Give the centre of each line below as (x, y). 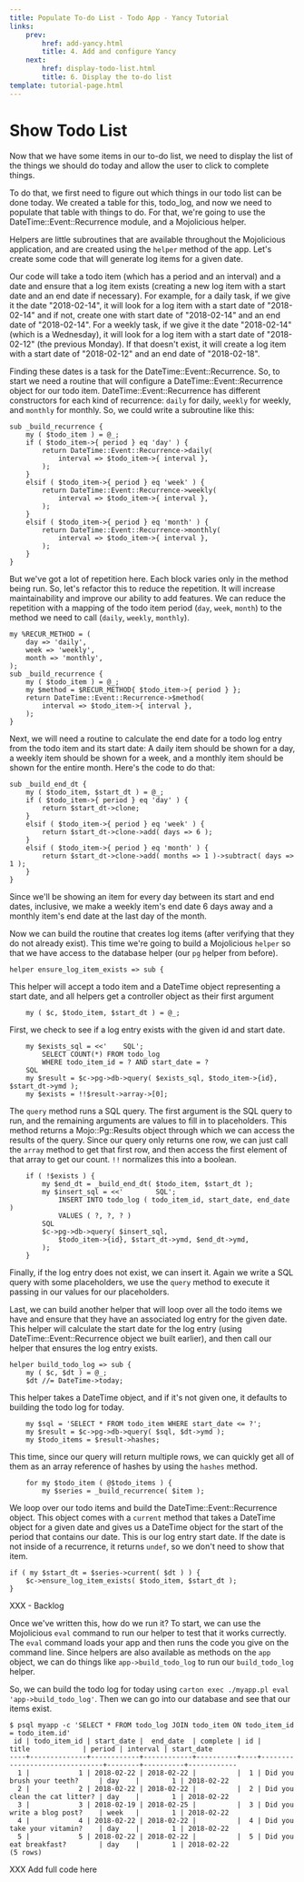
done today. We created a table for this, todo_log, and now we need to (141, 202)
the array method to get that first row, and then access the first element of (148, 1149)
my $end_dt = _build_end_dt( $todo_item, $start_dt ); (148, 1183)
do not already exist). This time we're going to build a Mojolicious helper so (150, 943)
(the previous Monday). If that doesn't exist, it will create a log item (162, 344)
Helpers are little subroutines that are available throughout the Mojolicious (147, 239)
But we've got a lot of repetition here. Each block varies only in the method (149, 579)
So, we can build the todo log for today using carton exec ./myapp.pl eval (149, 1689)
